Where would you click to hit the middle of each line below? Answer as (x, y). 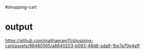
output (19, 27)
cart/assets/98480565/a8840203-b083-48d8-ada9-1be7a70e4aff (72, 46)
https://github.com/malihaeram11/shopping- (49, 40)
